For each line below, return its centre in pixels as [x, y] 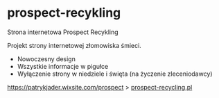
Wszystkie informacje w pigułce [63, 66]
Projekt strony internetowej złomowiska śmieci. [75, 45]
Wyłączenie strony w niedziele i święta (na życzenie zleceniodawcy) [115, 74]
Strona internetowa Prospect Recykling [63, 32]
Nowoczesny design [46, 59]
